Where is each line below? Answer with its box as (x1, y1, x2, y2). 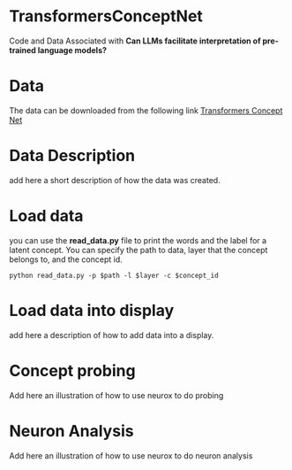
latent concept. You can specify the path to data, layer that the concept (9, 244, 268, 255)
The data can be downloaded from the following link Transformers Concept (9, 104, 283, 116)
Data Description (9, 146, 136, 166)
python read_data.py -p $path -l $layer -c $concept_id (9, 271, 219, 280)
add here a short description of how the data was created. (9, 174, 221, 185)
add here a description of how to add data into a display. (9, 329, 214, 340)
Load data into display (9, 300, 175, 320)
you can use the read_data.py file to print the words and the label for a (9, 235, 267, 245)
